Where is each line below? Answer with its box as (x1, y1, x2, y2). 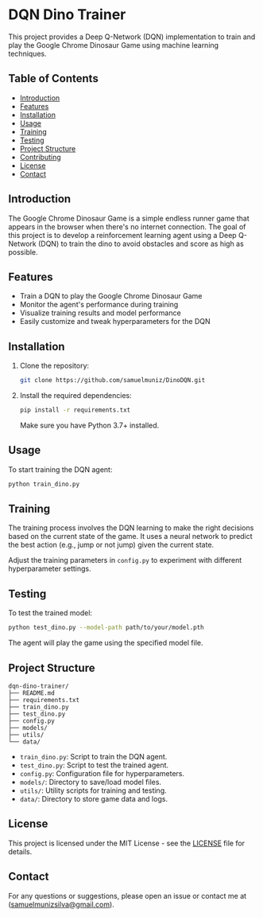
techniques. (8, 49, 47, 58)
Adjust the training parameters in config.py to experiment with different (8, 556, 242, 565)
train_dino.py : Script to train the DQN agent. (19, 751, 168, 761)
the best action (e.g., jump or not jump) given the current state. (8, 540, 215, 550)
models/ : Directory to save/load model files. (19, 777, 161, 786)
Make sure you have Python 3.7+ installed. (19, 420, 160, 430)
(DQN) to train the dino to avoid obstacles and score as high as (38, 239, 244, 248)
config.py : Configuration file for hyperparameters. (19, 768, 185, 778)
